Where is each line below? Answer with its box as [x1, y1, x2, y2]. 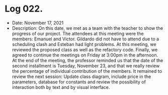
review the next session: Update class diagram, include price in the [12, 73, 151, 79]
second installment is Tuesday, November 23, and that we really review [12, 63, 160, 69]
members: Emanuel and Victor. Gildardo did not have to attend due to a [12, 36, 159, 42]
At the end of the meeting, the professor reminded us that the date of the [12, 57, 163, 63]
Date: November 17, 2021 [12, 20, 64, 26]
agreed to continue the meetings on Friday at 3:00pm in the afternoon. [12, 52, 158, 58]
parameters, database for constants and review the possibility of [12, 79, 146, 85]
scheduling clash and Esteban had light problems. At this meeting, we [12, 41, 156, 47]
